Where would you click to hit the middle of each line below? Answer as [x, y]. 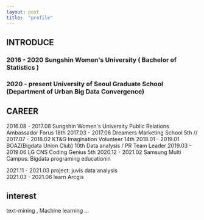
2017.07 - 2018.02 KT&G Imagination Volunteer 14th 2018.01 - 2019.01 [93, 139]
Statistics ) [23, 67]
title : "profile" [30, 18]
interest [21, 196]
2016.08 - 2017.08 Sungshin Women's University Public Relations [88, 126]
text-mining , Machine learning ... [48, 211]
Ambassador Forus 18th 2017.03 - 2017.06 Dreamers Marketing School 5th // [102, 133]
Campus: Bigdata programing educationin [59, 158]
